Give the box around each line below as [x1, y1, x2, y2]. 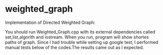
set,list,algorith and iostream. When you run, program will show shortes [5, 34, 149, 40]
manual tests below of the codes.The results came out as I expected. [5, 44, 144, 50]
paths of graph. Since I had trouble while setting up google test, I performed [5, 39, 159, 45]
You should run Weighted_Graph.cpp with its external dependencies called [5, 29, 156, 35]
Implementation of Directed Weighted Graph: [5, 19, 95, 25]
